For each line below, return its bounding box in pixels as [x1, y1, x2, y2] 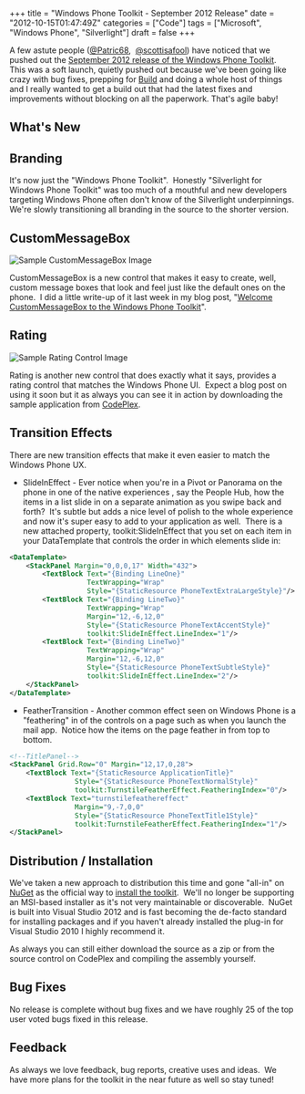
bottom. [22, 734, 53, 745]
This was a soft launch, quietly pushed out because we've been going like [9, 64, 287, 75]
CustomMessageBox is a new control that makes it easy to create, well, [9, 273, 277, 284]
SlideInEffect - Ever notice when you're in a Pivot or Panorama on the [22, 476, 283, 487]
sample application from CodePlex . [9, 399, 141, 410]
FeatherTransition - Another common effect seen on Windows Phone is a [22, 704, 296, 715]
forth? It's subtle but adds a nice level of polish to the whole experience [22, 505, 294, 516]
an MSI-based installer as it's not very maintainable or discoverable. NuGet [9, 897, 293, 908]
